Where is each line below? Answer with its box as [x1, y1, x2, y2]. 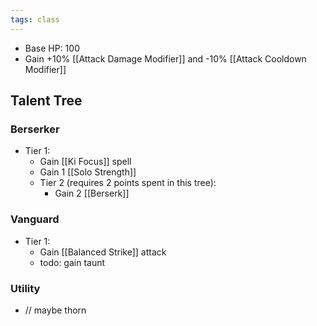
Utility [10, 281, 41, 295]
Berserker [10, 122, 60, 136]
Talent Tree [10, 92, 83, 110]
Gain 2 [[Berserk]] [54, 187, 130, 200]
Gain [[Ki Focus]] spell [39, 156, 132, 168]
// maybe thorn [24, 304, 87, 316]
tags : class [10, 14, 60, 25]
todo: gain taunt [39, 256, 106, 268]
